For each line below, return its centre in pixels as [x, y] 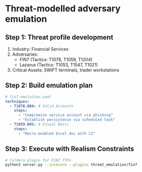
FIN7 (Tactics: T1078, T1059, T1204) [56, 59]
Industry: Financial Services [40, 49]
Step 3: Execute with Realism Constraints [70, 149]
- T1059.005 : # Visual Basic [39, 124]
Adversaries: [25, 54]
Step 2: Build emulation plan [49, 86]
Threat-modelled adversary [63, 9]
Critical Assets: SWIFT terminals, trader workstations [66, 70]
